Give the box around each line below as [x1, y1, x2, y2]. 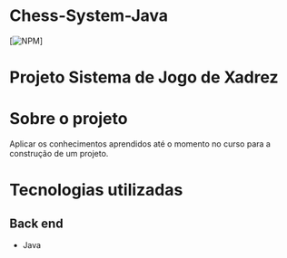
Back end [9, 215, 64, 231]
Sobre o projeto [9, 109, 128, 129]
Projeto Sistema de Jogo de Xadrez [9, 67, 279, 88]
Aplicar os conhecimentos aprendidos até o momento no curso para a [9, 139, 271, 149]
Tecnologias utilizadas [9, 180, 183, 200]
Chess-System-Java [9, 5, 169, 26]
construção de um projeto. [9, 148, 109, 159]
